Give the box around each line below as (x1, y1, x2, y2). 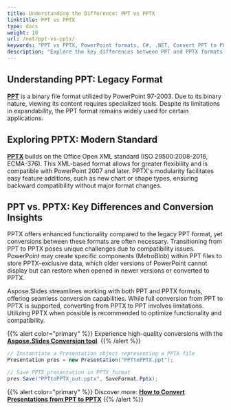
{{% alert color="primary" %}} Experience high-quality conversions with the (7, 330, 223, 338)
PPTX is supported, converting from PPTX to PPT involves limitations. (7, 301, 204, 310)
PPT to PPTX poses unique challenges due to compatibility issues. (7, 244, 195, 253)
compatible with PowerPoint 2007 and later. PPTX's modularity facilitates (7, 166, 214, 175)
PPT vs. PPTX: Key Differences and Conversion (7, 201, 214, 213)
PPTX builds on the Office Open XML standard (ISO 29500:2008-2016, (7, 152, 208, 160)
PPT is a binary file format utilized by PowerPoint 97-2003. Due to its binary (7, 92, 222, 100)
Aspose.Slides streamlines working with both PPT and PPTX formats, (7, 287, 203, 295)
